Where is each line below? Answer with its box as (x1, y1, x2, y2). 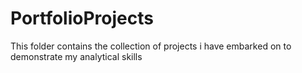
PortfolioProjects (10, 7, 154, 30)
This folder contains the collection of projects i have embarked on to (10, 40, 292, 52)
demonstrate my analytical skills (10, 50, 143, 62)
